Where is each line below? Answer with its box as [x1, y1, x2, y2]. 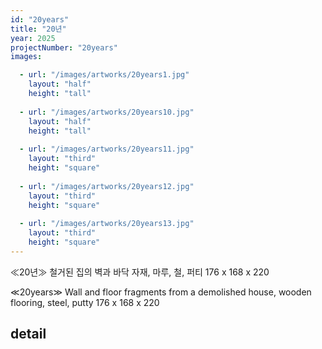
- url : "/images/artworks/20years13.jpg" [19, 219, 195, 229]
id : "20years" [10, 14, 70, 25]
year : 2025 [10, 33, 56, 43]
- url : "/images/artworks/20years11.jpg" [19, 144, 195, 155]
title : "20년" [10, 24, 67, 34]
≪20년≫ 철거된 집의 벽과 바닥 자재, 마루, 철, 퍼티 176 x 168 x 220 [10, 266, 270, 278]
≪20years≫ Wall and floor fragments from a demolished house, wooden [10, 286, 312, 298]
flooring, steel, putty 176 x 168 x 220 [10, 296, 160, 308]
